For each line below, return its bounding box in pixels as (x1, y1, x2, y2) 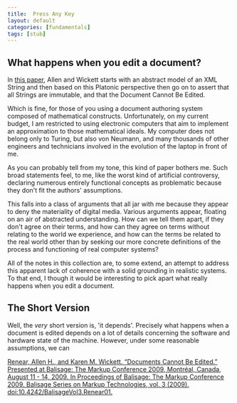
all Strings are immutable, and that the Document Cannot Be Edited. (7, 90, 206, 100)
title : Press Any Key (7, 10, 75, 18)
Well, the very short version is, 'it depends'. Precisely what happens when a (7, 321, 229, 329)
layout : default (7, 17, 56, 24)
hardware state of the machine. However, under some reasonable (7, 335, 199, 345)
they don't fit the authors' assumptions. (7, 186, 123, 195)
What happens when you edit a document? (7, 56, 201, 68)
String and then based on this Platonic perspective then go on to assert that (7, 83, 229, 92)
